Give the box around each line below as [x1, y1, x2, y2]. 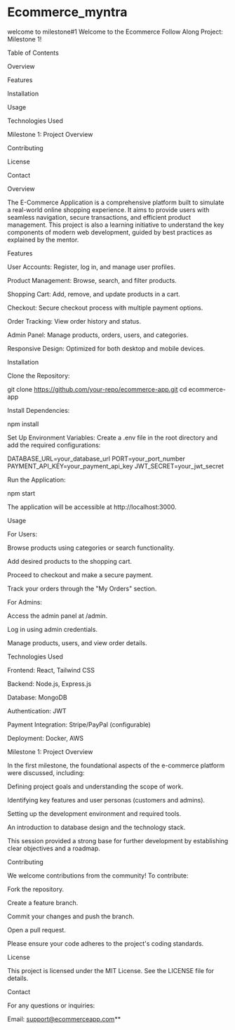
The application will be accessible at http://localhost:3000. [7, 503, 177, 511]
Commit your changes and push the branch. [7, 912, 135, 920]
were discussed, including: [7, 768, 85, 777]
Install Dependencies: [7, 406, 70, 414]
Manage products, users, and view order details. [7, 638, 147, 647]
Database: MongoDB [7, 693, 68, 701]
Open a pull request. [7, 925, 67, 934]
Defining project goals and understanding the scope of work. [7, 782, 184, 791]
